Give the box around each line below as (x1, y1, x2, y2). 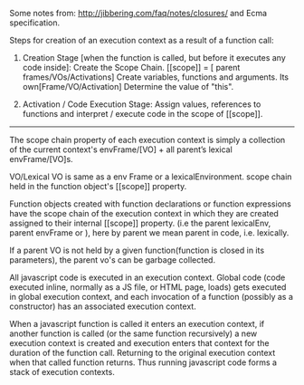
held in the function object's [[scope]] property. (9, 181, 187, 191)
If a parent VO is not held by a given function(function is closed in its (9, 245, 265, 255)
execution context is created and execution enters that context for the (9, 338, 270, 348)
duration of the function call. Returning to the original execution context (9, 348, 276, 358)
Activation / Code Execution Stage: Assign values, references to (22, 99, 261, 110)
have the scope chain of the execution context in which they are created (9, 208, 279, 218)
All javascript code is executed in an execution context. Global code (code (9, 272, 286, 283)
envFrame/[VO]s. (9, 154, 74, 164)
